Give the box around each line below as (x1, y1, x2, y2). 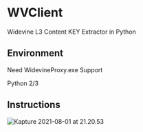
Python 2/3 (7, 79, 39, 87)
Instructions (7, 99, 60, 111)
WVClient (7, 5, 63, 21)
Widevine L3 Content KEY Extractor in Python (7, 27, 136, 36)
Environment (7, 47, 64, 59)
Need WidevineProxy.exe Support (7, 65, 103, 74)
